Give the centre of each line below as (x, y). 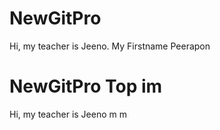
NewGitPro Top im (86, 86)
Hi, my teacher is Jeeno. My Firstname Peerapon (110, 46)
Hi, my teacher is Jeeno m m (68, 114)
